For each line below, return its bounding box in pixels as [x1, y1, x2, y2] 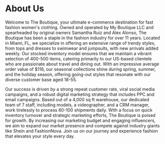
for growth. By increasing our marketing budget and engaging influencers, [5, 117, 156, 123]
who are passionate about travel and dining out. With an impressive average [5, 61, 160, 67]
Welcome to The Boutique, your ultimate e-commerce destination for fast [5, 19, 154, 25]
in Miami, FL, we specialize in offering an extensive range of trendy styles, [5, 40, 156, 46]
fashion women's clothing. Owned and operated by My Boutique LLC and [5, 24, 154, 30]
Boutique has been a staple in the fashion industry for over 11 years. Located [5, 35, 160, 41]
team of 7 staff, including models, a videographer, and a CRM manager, [5, 102, 150, 108]
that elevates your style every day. [5, 133, 75, 139]
